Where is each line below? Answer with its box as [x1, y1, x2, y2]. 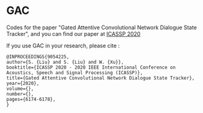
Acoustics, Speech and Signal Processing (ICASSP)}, [6, 69, 143, 76]
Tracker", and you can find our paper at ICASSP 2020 [6, 30, 141, 37]
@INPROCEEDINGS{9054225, [6, 53, 69, 60]
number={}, [6, 91, 34, 97]
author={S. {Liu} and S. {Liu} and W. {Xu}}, [6, 59, 124, 65]
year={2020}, [6, 80, 40, 86]
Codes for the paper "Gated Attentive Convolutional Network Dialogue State [6, 24, 197, 31]
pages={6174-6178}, [6, 96, 56, 102]
